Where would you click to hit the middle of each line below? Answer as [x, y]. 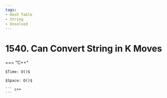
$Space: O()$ [19, 81]
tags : [11, 10]
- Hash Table [19, 15]
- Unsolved [17, 24]
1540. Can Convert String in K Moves [84, 49]
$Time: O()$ [18, 72]
